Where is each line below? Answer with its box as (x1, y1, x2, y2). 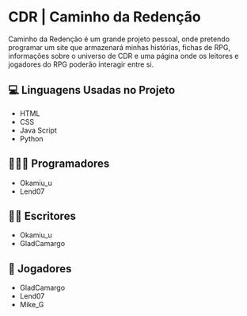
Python (19, 133, 44, 143)
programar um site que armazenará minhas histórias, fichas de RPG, (8, 42, 231, 52)
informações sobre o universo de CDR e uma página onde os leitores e (8, 51, 239, 60)
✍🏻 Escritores (8, 209, 77, 222)
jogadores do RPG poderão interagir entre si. (8, 60, 154, 69)
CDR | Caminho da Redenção (8, 8, 201, 26)
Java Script (19, 125, 57, 135)
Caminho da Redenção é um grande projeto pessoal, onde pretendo (8, 34, 230, 44)
